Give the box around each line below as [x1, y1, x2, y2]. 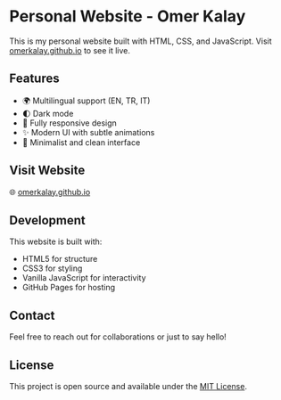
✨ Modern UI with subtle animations [21, 127, 155, 137]
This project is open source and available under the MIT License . [9, 381, 248, 391]
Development [9, 212, 87, 228]
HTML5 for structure [21, 254, 98, 265]
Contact [9, 307, 55, 322]
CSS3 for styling [21, 263, 83, 273]
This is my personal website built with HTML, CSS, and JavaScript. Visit [9, 36, 272, 46]
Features [9, 71, 60, 86]
